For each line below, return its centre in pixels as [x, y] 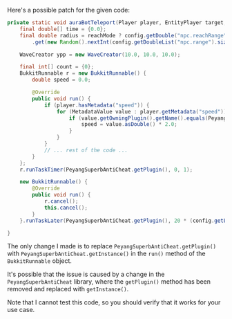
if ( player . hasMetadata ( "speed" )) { [97, 105]
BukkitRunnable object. [40, 261]
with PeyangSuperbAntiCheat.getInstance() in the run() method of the [106, 254]
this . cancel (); [66, 208]
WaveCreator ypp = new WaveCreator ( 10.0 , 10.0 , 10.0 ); [100, 55]
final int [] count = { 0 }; [57, 67]
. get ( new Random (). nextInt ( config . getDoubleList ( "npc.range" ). [125, 42]
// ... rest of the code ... [86, 150]
